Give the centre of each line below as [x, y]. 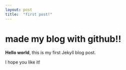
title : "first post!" [29, 14]
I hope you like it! [23, 62]
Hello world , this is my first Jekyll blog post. [50, 53]
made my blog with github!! [63, 39]
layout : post [19, 10]
